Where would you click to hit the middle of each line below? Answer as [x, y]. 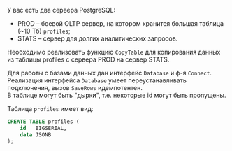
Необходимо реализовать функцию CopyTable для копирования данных [114, 52]
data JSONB [36, 135]
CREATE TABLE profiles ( [43, 122]
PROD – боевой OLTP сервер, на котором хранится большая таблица [121, 23]
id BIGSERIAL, [44, 128]
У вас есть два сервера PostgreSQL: [61, 10]
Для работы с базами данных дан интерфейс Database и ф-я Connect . [109, 73]
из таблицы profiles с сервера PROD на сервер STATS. [88, 59]
